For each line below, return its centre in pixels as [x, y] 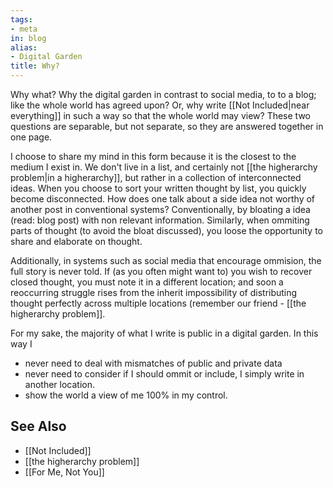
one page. [31, 137]
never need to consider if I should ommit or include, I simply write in [164, 374]
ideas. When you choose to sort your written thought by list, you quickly [158, 188]
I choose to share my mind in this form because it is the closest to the [153, 156]
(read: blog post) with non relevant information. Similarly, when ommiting [160, 220]
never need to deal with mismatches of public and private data [153, 363]
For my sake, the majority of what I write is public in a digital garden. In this [164, 333]
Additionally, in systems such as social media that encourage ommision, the [166, 260]
